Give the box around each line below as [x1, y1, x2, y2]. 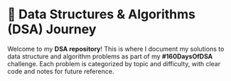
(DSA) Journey [7, 21, 97, 37]
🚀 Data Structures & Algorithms [7, 6, 195, 23]
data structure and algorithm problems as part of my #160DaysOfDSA [7, 52, 213, 61]
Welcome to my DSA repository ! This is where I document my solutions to [7, 44, 225, 53]
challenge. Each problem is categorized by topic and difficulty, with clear [7, 59, 221, 68]
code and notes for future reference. [7, 67, 114, 75]
